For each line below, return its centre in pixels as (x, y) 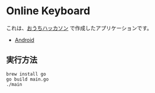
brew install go (26, 74)
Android (24, 40)
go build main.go (28, 79)
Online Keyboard (48, 11)
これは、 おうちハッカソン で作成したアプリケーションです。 (79, 28)
